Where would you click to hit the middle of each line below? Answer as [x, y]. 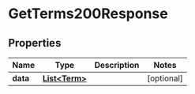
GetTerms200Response [88, 14]
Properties [35, 43]
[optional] [165, 78]
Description [117, 65]
